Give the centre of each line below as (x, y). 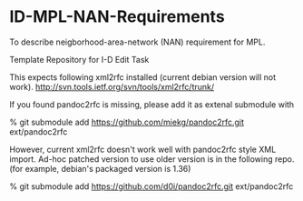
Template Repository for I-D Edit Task (79, 59)
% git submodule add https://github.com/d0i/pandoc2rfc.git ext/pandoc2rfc (151, 186)
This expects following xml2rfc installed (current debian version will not (143, 77)
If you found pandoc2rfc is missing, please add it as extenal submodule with (152, 104)
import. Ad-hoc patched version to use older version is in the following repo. (152, 159)
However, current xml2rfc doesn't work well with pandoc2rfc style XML (143, 149)
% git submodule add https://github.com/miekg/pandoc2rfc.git (127, 122)
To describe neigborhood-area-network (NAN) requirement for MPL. (137, 42)
